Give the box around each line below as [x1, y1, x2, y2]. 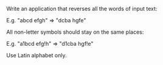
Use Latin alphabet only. [6, 52, 67, 59]
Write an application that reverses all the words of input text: [6, 5, 158, 12]
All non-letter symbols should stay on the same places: [6, 28, 144, 36]
